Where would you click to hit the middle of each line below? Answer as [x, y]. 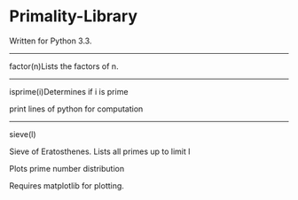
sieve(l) [23, 134]
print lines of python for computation [76, 109]
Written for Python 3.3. [51, 41]
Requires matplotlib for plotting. [67, 185]
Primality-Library [73, 16]
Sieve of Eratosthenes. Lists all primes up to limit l [100, 151]
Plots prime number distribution [67, 168]
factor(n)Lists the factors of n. [64, 66]
